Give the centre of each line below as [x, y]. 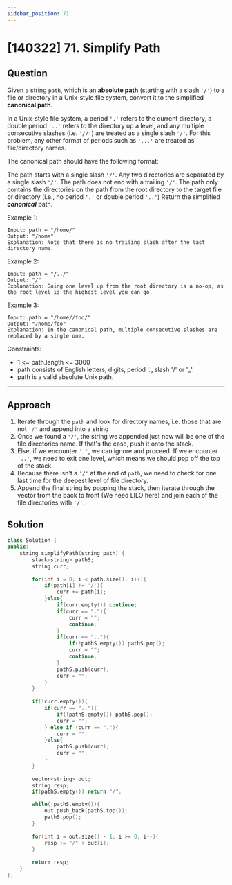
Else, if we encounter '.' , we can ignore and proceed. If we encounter [117, 451]
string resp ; [51, 785]
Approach [29, 405]
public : [18, 547]
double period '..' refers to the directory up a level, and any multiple [106, 125]
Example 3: [23, 305]
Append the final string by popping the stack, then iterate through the [116, 488]
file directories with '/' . [51, 502]
